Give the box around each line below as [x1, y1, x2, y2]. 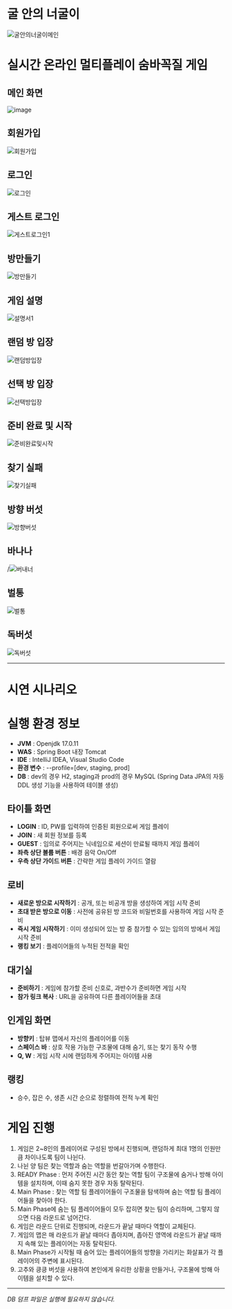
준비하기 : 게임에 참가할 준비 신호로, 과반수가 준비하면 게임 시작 [17, 984, 187, 992]
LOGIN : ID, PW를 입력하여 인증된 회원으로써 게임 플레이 [17, 823, 169, 831]
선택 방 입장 [7, 378, 54, 390]
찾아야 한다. [35, 1196, 68, 1204]
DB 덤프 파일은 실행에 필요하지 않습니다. [7, 1294, 115, 1303]
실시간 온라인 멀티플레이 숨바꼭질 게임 [7, 57, 209, 73]
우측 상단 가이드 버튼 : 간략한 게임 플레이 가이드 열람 [17, 857, 157, 866]
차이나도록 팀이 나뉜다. [24, 1153, 86, 1161]
